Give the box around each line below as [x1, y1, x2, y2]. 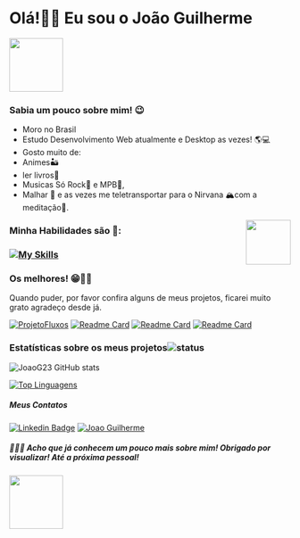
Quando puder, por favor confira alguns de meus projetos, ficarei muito [9, 293, 271, 303]
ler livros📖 [21, 170, 60, 181]
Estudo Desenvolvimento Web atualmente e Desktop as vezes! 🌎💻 [21, 134, 271, 145]
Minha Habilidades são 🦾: [9, 225, 122, 237]
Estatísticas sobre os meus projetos [9, 342, 168, 354]
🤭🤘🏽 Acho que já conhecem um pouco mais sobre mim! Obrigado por [9, 443, 271, 453]
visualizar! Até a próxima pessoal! [9, 452, 140, 463]
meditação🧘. [21, 203, 70, 213]
